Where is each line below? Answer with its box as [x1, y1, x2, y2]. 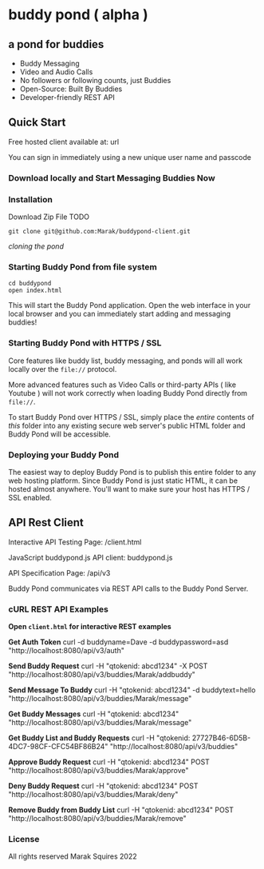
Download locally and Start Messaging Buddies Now [8, 172, 215, 183]
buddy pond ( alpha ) [8, 6, 149, 24]
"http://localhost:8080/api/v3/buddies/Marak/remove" [8, 814, 187, 823]
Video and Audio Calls [19, 67, 93, 77]
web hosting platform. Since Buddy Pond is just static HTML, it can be [8, 476, 238, 485]
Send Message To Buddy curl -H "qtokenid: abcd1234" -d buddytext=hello [8, 685, 256, 695]
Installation [8, 193, 53, 205]
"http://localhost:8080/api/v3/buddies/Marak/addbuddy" [8, 670, 195, 680]
